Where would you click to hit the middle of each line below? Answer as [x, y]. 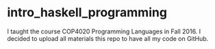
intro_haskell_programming [87, 13]
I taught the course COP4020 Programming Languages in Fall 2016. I [104, 31]
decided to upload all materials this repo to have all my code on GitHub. [108, 38]
